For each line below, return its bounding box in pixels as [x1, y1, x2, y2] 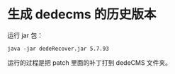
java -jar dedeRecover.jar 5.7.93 [7, 45, 110, 52]
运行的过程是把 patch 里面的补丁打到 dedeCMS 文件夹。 [7, 58, 172, 67]
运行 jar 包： [7, 31, 44, 39]
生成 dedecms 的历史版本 [7, 6, 157, 23]
